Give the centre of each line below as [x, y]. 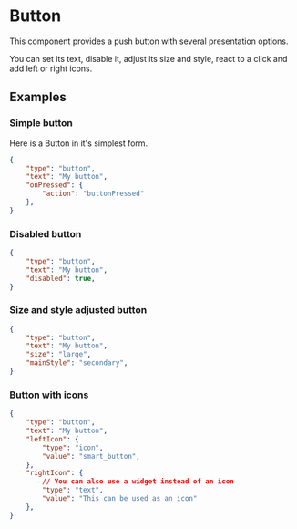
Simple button [41, 123]
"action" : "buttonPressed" [93, 194]
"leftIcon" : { [52, 439]
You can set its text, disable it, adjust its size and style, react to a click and [148, 58]
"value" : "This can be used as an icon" [120, 499]
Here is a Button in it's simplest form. [79, 143]
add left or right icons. [51, 68]
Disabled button [46, 233]
